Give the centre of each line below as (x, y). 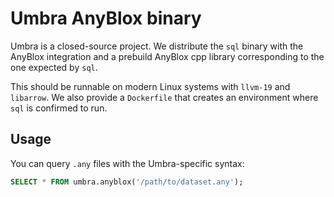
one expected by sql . (54, 67)
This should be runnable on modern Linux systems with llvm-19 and (150, 86)
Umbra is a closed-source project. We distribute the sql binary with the (157, 46)
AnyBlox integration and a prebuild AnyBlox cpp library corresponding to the (167, 56)
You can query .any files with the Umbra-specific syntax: (127, 163)
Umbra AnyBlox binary (106, 18)
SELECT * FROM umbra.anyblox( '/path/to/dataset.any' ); (127, 182)
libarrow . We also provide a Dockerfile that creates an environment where (164, 97)
